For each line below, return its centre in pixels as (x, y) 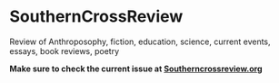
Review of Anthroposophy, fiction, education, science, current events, (140, 41)
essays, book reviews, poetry (65, 51)
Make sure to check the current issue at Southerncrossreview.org (136, 69)
